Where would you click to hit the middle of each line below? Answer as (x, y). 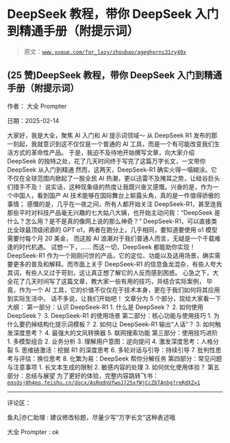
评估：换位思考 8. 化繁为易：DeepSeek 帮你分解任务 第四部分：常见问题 (120, 359)
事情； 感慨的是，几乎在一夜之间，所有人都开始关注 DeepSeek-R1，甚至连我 (115, 204)
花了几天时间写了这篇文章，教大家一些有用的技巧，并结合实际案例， (109, 281)
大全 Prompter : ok (33, 432)
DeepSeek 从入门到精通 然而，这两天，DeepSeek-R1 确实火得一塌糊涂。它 (112, 170)
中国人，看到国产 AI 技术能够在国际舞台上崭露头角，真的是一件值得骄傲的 (116, 195)
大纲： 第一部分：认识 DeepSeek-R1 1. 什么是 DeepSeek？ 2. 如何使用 (105, 307)
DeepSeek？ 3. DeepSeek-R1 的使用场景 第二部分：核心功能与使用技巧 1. (110, 315)
